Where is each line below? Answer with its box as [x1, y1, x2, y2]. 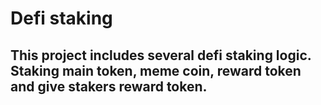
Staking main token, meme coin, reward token [10, 62, 302, 79]
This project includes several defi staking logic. [10, 47, 312, 64]
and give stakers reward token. [10, 78, 208, 95]
